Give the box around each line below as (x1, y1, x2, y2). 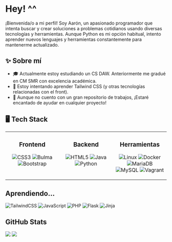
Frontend (18, 140, 46, 148)
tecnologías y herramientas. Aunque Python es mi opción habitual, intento (5, 31, 161, 37)
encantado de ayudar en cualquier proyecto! (12, 99, 106, 105)
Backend (73, 140, 99, 148)
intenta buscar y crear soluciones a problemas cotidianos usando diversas (5, 25, 162, 31)
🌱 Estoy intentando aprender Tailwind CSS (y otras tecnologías (12, 83, 145, 90)
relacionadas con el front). (12, 89, 69, 95)
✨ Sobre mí (5, 57, 42, 65)
